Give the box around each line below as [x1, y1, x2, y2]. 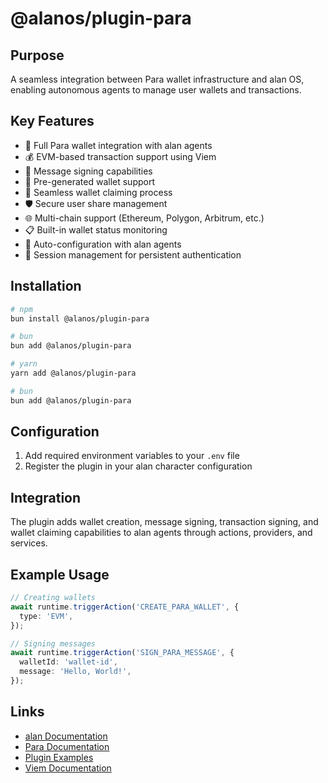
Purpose [10, 47, 65, 64]
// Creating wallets [10, 593, 97, 603]
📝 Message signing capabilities [24, 165, 153, 177]
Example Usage [10, 566, 110, 583]
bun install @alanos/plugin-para [10, 313, 150, 324]
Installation [10, 278, 82, 295]
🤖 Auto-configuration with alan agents [24, 238, 182, 250]
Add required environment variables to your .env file [24, 450, 240, 462]
